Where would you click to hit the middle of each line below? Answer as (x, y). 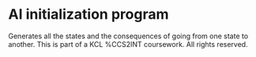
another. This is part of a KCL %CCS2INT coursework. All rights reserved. (128, 44)
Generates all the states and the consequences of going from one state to (128, 36)
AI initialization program (88, 14)
